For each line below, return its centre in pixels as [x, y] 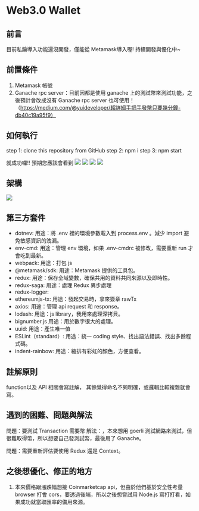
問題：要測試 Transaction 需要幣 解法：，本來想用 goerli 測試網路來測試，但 [99, 431]
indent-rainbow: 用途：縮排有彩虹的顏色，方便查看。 [80, 351]
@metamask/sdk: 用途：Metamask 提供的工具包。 [77, 270]
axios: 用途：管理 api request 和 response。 [69, 307]
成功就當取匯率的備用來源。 [54, 501]
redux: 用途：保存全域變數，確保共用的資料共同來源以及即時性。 [94, 278]
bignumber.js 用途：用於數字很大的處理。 [66, 322]
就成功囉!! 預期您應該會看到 [40, 163]
